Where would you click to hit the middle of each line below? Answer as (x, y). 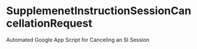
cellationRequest (49, 23)
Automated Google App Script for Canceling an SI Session (78, 40)
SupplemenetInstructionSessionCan (99, 11)
